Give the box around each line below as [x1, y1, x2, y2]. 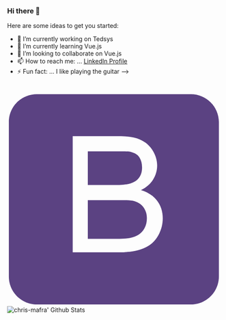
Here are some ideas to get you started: [7, 22, 119, 30]
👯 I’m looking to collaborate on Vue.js [16, 49, 122, 57]
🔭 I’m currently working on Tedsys [16, 35, 114, 43]
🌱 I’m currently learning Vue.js [16, 42, 102, 51]
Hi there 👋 [7, 6, 41, 16]
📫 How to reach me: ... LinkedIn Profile [16, 57, 128, 66]
